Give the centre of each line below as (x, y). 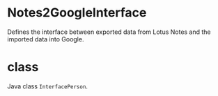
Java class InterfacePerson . (48, 86)
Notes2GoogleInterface (77, 13)
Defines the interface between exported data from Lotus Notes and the (109, 32)
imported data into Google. (46, 39)
